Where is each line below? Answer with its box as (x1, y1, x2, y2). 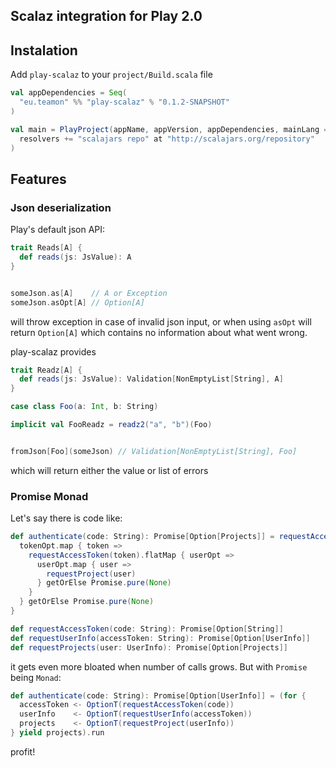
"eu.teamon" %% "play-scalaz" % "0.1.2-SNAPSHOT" (19, 97, 230, 108)
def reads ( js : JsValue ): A (19, 252, 132, 263)
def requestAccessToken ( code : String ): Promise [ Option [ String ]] (10, 624, 284, 634)
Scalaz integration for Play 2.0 (10, 8, 203, 25)
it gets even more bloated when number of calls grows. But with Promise (10, 660, 308, 673)
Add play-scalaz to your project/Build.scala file (10, 69, 213, 81)
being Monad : (10, 671, 62, 683)
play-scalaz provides (10, 345, 97, 358)
